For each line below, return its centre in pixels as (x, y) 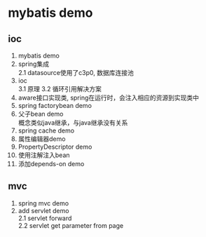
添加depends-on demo (51, 164)
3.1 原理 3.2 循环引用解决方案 (60, 89)
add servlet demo (43, 210)
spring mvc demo (43, 203)
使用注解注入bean (44, 155)
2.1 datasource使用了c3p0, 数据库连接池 (76, 73)
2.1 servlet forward (45, 218)
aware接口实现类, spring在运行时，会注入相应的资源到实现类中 (108, 97)
